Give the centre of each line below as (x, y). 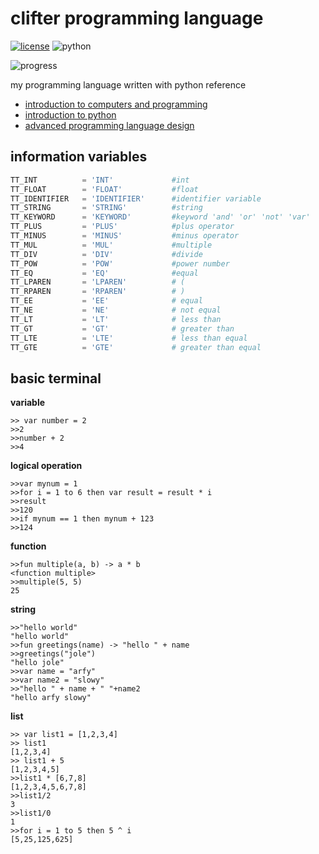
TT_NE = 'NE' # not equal (116, 310)
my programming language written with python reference (128, 84)
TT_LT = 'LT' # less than (116, 319)
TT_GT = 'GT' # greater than (122, 328)
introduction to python (70, 114)
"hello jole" (37, 663)
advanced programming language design (109, 125)
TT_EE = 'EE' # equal (106, 301)
